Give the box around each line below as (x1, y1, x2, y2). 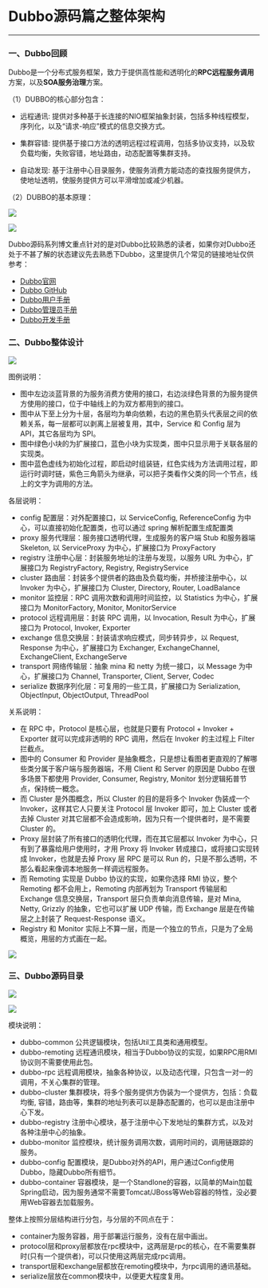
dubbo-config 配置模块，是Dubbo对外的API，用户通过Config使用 (19, 1157, 235, 1166)
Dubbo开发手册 (19, 315, 70, 325)
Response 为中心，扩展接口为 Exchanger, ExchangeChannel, (19, 642, 220, 652)
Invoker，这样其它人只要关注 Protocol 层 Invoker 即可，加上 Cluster (19, 803, 242, 813)
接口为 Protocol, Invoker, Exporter (19, 622, 131, 632)
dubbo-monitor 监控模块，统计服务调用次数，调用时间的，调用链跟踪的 (19, 1137, 254, 1146)
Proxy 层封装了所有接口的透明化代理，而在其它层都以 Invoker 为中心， (19, 834, 251, 843)
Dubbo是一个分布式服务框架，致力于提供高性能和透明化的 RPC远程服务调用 (8, 67, 254, 77)
